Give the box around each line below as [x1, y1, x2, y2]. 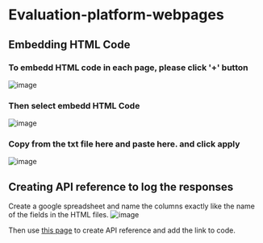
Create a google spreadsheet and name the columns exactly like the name [8, 201, 256, 211]
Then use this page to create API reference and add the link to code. [8, 225, 236, 235]
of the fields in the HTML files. [8, 210, 109, 220]
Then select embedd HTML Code [8, 100, 140, 111]
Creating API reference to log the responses [8, 179, 234, 194]
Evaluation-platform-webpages [8, 6, 224, 24]
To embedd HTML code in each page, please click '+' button [8, 62, 248, 73]
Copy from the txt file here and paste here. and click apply [8, 138, 240, 150]
